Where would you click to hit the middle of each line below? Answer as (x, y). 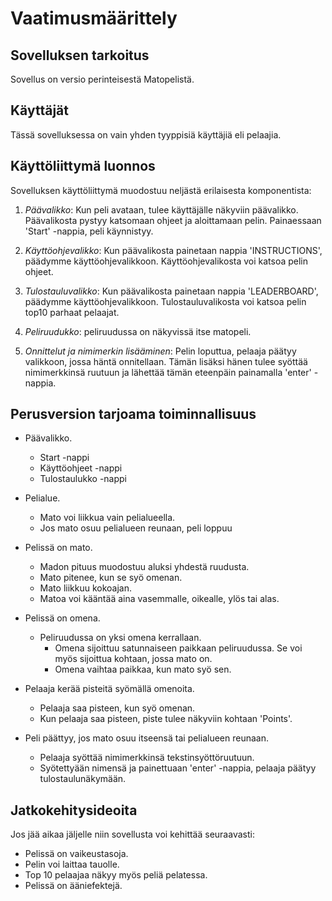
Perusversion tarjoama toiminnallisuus (133, 414)
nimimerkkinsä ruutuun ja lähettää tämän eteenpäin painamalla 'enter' (168, 372)
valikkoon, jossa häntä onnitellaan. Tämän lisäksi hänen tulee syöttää (166, 361)
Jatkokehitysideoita (74, 810)
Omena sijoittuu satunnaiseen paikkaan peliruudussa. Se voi (178, 648)
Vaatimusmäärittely (94, 18)
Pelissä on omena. (62, 618)
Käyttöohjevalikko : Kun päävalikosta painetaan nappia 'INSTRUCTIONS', (173, 250)
